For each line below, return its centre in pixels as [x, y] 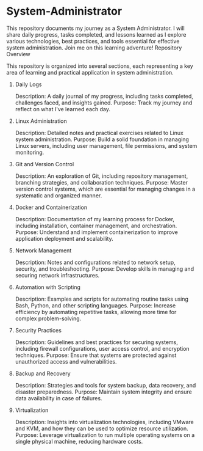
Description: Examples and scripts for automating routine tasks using [102, 299]
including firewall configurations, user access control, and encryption [102, 348]
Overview [18, 54]
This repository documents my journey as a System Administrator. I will [95, 28]
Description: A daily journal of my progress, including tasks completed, [104, 96]
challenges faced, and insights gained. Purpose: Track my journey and [104, 103]
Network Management [43, 250]
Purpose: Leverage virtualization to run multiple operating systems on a [105, 435]
